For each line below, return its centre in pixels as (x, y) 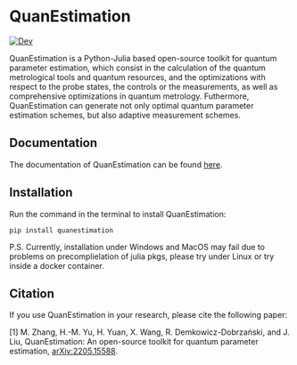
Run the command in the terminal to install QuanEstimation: (118, 214)
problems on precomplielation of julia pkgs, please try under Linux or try (142, 256)
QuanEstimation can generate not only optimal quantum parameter (132, 105)
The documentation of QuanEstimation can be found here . (116, 164)
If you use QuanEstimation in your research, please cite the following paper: (148, 315)
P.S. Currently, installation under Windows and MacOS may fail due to (137, 247)
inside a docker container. (57, 265)
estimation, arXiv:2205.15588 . (64, 351)
